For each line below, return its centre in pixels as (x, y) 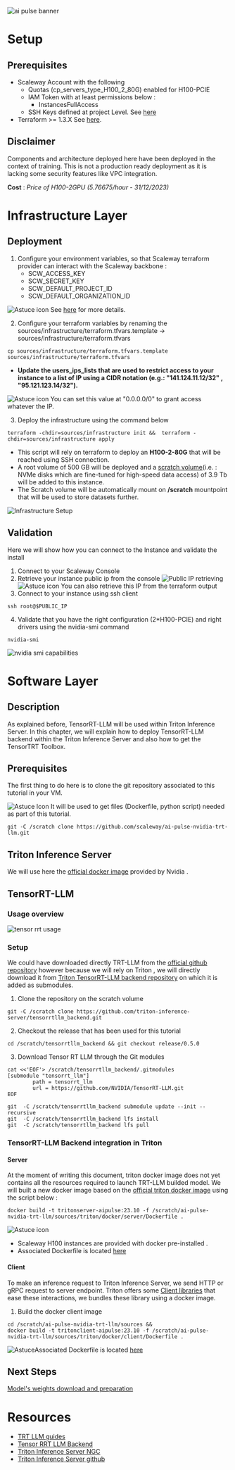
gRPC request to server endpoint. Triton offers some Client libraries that (112, 1290)
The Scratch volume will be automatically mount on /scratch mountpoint (122, 489)
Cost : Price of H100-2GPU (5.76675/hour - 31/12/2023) (88, 187)
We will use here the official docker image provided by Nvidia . (98, 872)
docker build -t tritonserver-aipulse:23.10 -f (78, 1211)
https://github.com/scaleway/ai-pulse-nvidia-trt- (152, 827)
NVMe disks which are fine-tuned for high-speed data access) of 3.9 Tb (122, 475)
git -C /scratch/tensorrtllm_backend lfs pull (78, 1125)
